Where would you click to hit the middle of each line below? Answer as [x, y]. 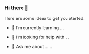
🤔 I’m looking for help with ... [40, 37]
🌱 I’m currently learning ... [38, 28]
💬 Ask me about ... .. [32, 47]
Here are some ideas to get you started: [45, 18]
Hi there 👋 [17, 8]
